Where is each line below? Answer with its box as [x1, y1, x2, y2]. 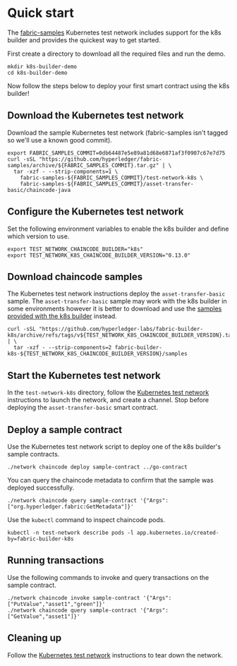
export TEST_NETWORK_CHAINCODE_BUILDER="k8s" [7, 246, 143, 253]
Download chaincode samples [7, 270, 143, 283]
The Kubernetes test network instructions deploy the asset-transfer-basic [7, 289, 226, 298]
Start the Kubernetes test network [7, 369, 161, 382]
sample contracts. [7, 450, 60, 458]
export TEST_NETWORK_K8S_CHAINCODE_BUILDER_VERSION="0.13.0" [7, 252, 191, 259]
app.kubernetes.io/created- [136, 529, 219, 536]
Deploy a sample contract [7, 423, 122, 435]
